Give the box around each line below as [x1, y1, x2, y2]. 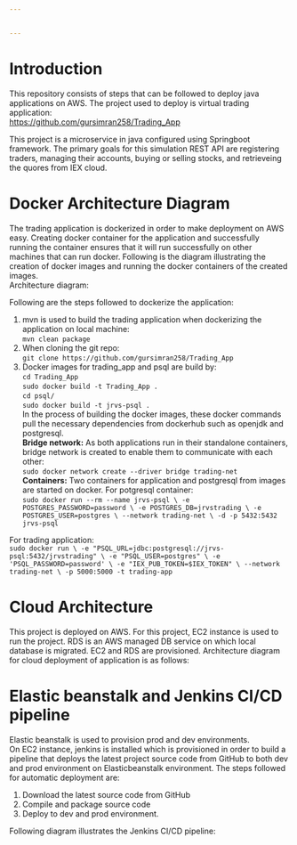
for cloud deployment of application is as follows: [9, 654, 189, 665]
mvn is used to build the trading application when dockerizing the [21, 313, 262, 325]
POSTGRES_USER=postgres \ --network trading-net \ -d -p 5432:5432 [21, 511, 277, 520]
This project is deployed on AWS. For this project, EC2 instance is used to [9, 626, 279, 637]
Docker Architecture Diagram [9, 193, 230, 214]
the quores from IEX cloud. [9, 162, 108, 173]
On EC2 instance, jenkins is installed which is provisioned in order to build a [9, 743, 286, 754]
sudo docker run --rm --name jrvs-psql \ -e [21, 495, 190, 504]
